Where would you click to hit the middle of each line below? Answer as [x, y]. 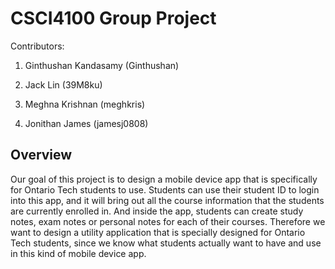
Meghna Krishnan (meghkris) [85, 104]
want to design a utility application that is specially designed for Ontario [158, 232]
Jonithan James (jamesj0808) [86, 123]
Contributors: [37, 46]
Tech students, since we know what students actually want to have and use [166, 243]
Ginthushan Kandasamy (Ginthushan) [102, 65]
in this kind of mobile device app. [78, 253]
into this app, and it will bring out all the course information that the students [167, 200]
